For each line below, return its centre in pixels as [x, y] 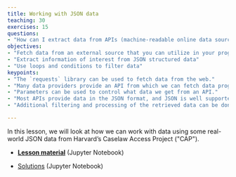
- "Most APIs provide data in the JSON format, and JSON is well [105, 99]
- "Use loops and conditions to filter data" [75, 66]
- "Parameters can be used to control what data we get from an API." [113, 92]
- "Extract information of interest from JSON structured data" [103, 60]
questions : [23, 33]
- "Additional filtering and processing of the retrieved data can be [113, 105]
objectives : [25, 46]
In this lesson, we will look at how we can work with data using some [107, 131]
